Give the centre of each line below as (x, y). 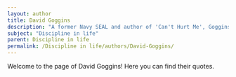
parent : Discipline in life (48, 40)
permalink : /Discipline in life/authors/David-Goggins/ (91, 46)
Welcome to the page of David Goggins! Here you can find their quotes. (111, 66)
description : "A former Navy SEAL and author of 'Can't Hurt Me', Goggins (119, 27)
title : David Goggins (39, 20)
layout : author (29, 14)
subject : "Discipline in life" (53, 33)
